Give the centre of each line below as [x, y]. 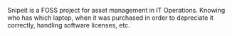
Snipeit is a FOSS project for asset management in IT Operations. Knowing [116, 10]
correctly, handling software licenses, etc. [69, 25]
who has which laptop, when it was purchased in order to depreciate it [110, 18]
